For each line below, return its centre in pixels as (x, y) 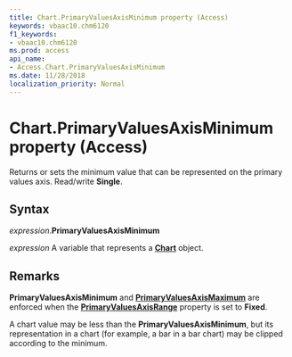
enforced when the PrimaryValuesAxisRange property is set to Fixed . (138, 307)
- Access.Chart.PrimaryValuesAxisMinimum (87, 68)
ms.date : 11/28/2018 (48, 76)
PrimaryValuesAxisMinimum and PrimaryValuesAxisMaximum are (134, 298)
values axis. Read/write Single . (66, 181)
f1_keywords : (33, 34)
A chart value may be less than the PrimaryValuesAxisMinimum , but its (142, 324)
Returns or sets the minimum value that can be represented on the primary (146, 171)
